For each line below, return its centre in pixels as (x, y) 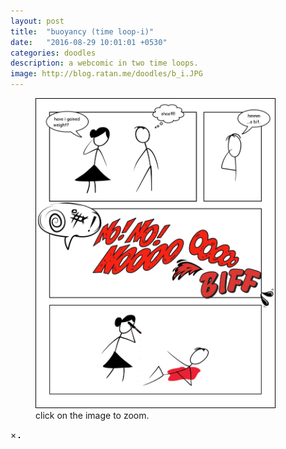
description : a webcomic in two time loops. (104, 63)
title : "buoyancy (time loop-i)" (82, 31)
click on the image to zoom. (92, 415)
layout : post (37, 21)
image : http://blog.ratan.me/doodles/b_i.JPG (106, 74)
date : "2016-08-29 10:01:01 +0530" (89, 42)
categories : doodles (53, 53)
